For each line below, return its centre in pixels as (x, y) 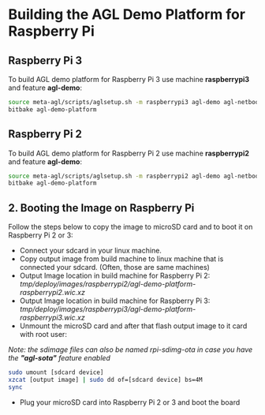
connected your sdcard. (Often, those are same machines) (115, 267)
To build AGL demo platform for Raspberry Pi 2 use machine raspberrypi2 (129, 153)
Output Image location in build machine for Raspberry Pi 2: (115, 276)
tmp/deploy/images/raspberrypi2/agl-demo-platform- (108, 284)
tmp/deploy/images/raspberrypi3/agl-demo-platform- (108, 309)
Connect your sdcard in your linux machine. (90, 251)
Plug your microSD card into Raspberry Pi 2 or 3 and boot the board (130, 402)
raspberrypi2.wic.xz (52, 293)
